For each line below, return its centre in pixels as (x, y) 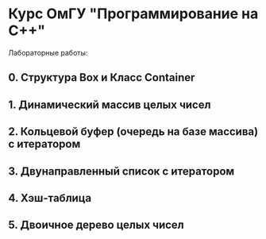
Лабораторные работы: (48, 52)
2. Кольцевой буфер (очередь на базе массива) (133, 132)
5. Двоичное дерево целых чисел (96, 225)
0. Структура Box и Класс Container (102, 77)
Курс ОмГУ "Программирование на (133, 14)
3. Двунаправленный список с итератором (121, 171)
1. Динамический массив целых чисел (110, 104)
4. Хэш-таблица (50, 198)
